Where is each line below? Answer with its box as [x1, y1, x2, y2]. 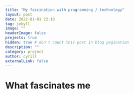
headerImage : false [5, 30, 46, 35]
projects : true [5, 35, 37, 40]
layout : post [5, 12, 33, 17]
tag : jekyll [5, 21, 30, 26]
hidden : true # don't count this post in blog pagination [5, 40, 129, 45]
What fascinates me [5, 80, 91, 91]
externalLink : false [5, 58, 49, 63]
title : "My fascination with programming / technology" [5, 7, 124, 12]
